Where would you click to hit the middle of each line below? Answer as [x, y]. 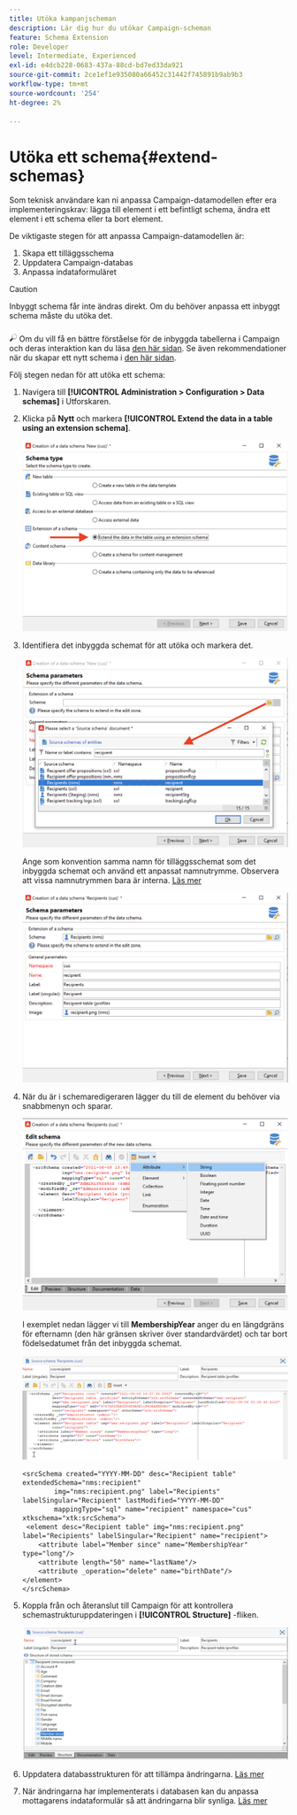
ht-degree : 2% [35, 103]
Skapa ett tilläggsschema [68, 253]
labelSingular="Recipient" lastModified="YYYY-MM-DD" [123, 1501]
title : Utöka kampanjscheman [63, 19]
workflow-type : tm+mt [49, 84]
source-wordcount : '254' [55, 93]
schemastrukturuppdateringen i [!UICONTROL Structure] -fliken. [140, 1615]
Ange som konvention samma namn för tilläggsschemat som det [139, 862]
